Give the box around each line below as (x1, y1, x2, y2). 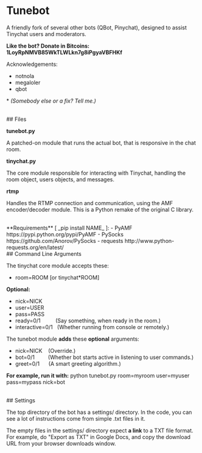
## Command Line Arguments (6, 250, 82, 257)
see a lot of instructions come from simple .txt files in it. (6, 415, 146, 422)
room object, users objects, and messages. (6, 175, 114, 183)
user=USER (15, 303, 44, 311)
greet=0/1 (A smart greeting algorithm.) (15, 360, 122, 367)
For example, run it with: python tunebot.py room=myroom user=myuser (6, 372, 190, 379)
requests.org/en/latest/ (6, 244, 64, 251)
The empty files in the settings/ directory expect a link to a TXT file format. (6, 427, 193, 434)
